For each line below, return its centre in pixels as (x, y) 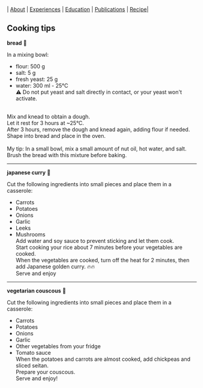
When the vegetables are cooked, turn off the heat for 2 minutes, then (102, 260)
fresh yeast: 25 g (36, 79)
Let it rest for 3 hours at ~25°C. (45, 123)
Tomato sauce (33, 352)
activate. (26, 98)
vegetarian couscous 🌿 (36, 291)
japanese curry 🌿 (29, 172)
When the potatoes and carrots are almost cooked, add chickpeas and (103, 359)
